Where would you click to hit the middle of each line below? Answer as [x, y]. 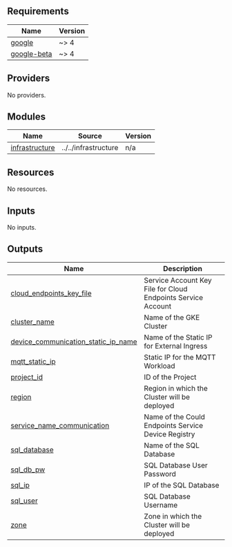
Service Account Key [178, 280]
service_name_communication [60, 425]
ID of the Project [170, 377]
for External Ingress [176, 346]
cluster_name [32, 322]
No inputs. [22, 228]
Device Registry [170, 434]
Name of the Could [175, 416]
